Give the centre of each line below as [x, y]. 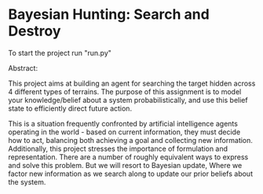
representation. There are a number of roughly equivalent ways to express [128, 157]
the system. [27, 181]
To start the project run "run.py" [60, 53]
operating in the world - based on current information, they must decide [124, 132]
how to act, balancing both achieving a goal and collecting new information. [131, 140]
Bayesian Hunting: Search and [109, 15]
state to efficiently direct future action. [70, 108]
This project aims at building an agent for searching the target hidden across [132, 83]
